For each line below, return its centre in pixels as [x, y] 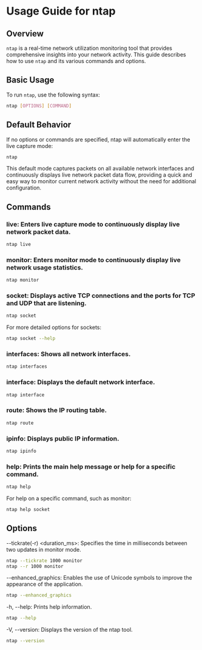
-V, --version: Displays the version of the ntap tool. [69, 630]
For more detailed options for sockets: [54, 327]
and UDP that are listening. [46, 303]
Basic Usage [30, 80]
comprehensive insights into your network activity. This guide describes [96, 55]
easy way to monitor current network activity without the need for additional [101, 181]
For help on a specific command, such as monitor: [69, 498]
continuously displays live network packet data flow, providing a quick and [99, 175]
